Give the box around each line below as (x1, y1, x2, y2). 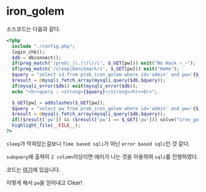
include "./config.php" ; (12, 43, 75, 50)
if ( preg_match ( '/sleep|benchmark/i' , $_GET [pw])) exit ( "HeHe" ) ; (12, 66, 180, 72)
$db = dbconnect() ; (12, 54, 62, 61)
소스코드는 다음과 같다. (6, 25, 61, 32)
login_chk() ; (12, 49, 45, 55)
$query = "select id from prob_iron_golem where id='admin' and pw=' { (12, 72, 196, 78)
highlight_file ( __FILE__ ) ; (12, 122, 81, 129)
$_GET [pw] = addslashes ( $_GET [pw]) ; (12, 100, 105, 106)
